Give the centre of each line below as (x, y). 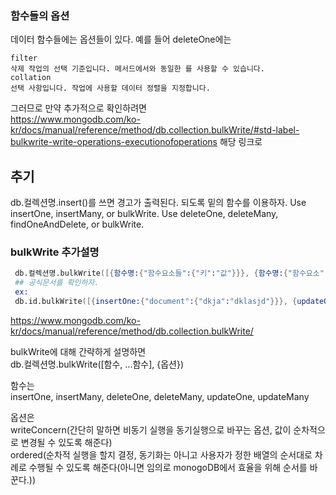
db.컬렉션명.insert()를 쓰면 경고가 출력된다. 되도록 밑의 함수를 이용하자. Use (158, 203)
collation (31, 78)
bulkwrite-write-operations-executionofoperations (114, 142)
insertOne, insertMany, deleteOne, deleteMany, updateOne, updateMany (160, 396)
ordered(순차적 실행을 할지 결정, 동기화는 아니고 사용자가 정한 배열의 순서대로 (161, 454)
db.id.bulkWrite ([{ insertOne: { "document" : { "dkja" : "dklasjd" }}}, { (156, 302)
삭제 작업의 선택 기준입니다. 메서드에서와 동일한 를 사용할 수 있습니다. (137, 69)
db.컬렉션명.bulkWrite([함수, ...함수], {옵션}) (97, 364)
